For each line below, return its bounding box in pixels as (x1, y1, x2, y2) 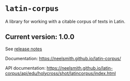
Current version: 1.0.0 (5, 33, 75, 41)
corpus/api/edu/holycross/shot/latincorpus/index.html (5, 70, 116, 76)
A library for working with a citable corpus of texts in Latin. (5, 18, 126, 24)
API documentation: (5, 65, 46, 71)
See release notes (5, 46, 42, 52)
